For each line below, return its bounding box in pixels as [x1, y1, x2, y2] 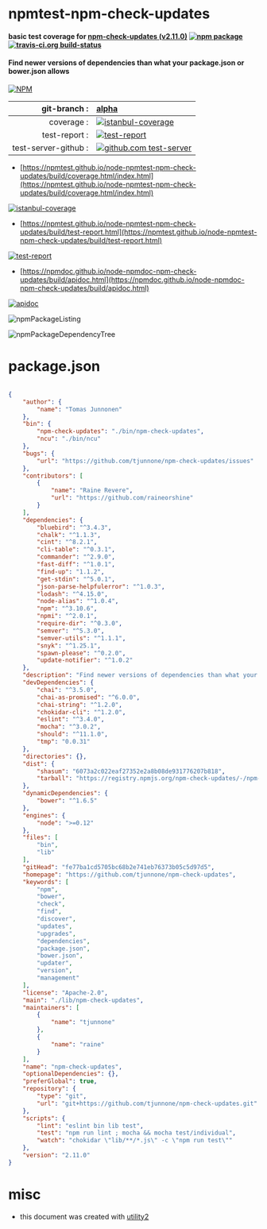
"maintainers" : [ [22, 1003, 80, 1011]
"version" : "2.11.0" [22, 1151, 91, 1160]
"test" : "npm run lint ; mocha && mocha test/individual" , [37, 1129, 237, 1137]
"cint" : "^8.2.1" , [37, 538, 98, 547]
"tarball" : [37, 775, 73, 783]
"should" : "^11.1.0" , [37, 730, 109, 739]
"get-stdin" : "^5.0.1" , [37, 575, 115, 583]
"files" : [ [22, 833, 59, 842]
